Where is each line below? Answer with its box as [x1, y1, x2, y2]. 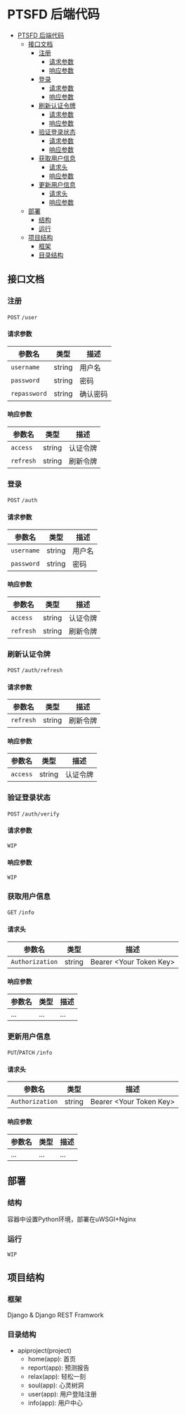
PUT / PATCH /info [7, 1048, 53, 1057]
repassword [11, 390, 47, 397]
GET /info [7, 909, 35, 916]
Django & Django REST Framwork [7, 1311, 104, 1319]
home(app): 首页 [27, 1354, 76, 1363]
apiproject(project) [17, 1346, 72, 1354]
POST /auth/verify [7, 810, 60, 818]
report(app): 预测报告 [27, 1363, 90, 1372]
